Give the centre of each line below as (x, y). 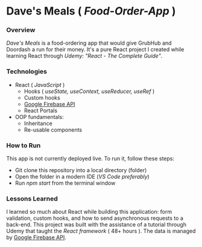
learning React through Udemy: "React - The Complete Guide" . (84, 56)
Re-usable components (53, 130)
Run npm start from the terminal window (65, 183)
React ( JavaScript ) (40, 85)
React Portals (41, 111)
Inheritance (38, 123)
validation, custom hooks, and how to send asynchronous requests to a (95, 218)
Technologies (27, 72)
